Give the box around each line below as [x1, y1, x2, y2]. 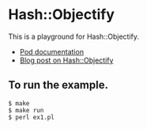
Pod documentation [19, 47, 85, 56]
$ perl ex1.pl [8, 113, 55, 121]
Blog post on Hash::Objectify [19, 55, 114, 65]
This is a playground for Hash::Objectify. [8, 32, 140, 41]
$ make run [8, 106, 44, 114]
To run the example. [8, 78, 109, 92]
